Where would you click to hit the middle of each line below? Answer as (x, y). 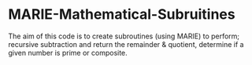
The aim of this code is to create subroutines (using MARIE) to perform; (124, 36)
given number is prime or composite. (68, 52)
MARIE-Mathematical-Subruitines (122, 14)
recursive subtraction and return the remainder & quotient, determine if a (126, 44)
